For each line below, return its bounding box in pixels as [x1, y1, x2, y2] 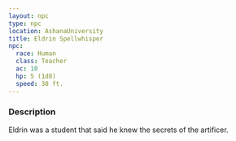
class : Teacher [15, 58, 68, 66]
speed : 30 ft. [15, 79, 63, 88]
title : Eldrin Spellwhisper [8, 34, 104, 43]
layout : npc [8, 11, 49, 20]
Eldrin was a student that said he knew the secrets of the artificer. [8, 125, 229, 135]
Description [8, 106, 56, 117]
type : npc [8, 19, 42, 28]
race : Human [15, 49, 57, 58]
